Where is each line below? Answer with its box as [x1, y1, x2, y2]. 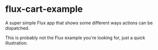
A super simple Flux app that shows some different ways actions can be [5, 20, 153, 26]
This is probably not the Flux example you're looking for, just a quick [5, 35, 146, 41]
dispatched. [5, 25, 30, 31]
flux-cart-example [5, 3, 83, 15]
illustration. [5, 40, 28, 46]
